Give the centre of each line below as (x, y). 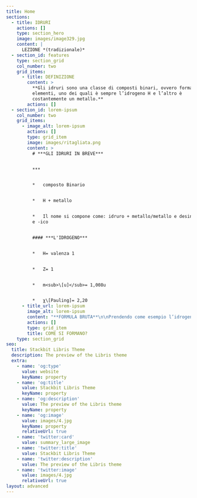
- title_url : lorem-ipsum (53, 306)
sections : (18, 17)
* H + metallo (52, 201)
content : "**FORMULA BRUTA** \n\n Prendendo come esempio (97, 317)
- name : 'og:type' (39, 366)
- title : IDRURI (31, 22)
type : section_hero (40, 33)
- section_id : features (40, 55)
